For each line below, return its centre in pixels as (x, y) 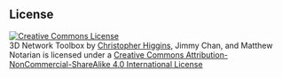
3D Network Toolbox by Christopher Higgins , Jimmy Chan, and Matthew (141, 45)
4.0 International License (157, 64)
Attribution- (207, 55)
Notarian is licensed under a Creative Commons (97, 55)
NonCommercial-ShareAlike (60, 64)
